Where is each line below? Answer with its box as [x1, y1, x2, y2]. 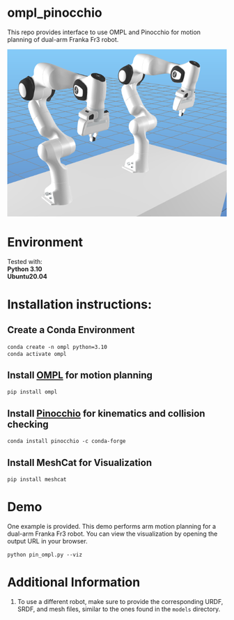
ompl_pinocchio [7, 5, 102, 21]
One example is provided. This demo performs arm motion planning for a [7, 522, 217, 530]
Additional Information [7, 575, 141, 590]
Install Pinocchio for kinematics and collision [7, 408, 205, 419]
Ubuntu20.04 [7, 272, 47, 280]
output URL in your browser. [7, 536, 88, 545]
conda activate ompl [7, 350, 68, 357]
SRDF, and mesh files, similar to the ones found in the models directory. [17, 605, 221, 613]
